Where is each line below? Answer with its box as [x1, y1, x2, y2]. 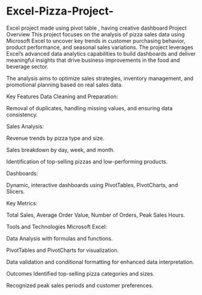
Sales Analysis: [6, 122, 44, 130]
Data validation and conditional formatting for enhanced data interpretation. [6, 258, 195, 265]
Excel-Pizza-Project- [6, 4, 114, 18]
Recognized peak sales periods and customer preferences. [6, 282, 154, 289]
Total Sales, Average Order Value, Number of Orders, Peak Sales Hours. [6, 211, 186, 219]
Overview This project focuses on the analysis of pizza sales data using [6, 30, 185, 38]
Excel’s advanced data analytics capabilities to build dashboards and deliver [6, 50, 196, 57]
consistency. [6, 111, 38, 118]
